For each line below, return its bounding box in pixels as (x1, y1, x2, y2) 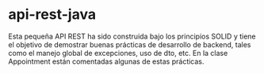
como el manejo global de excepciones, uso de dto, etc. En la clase (8, 48, 228, 57)
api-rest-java (8, 6, 97, 24)
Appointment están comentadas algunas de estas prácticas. (8, 57, 205, 66)
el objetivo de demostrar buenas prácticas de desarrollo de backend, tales (8, 39, 251, 49)
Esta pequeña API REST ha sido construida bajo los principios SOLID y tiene (8, 31, 256, 41)
